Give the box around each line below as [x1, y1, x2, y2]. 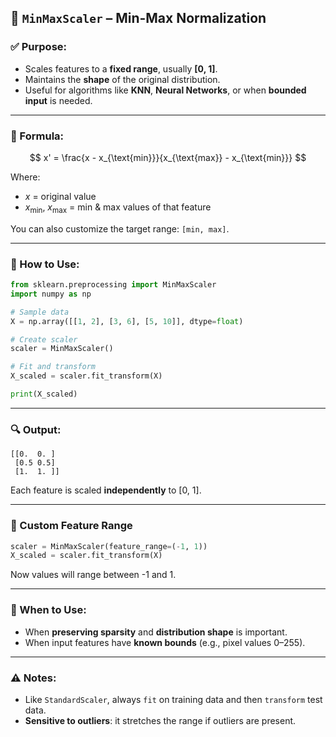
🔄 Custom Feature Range [10, 519, 133, 533]
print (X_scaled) [10, 389, 78, 400]
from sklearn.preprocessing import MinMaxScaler [10, 280, 217, 290]
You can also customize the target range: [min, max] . [10, 222, 230, 235]
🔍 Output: [10, 422, 62, 436]
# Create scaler [10, 334, 78, 345]
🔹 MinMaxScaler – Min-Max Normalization [10, 10, 267, 27]
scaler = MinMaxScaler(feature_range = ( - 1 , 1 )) [10, 541, 208, 551]
